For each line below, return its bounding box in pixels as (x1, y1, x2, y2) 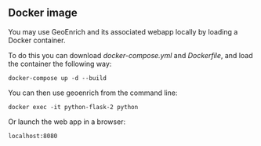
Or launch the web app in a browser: (8, 117, 126, 126)
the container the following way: (8, 59, 112, 68)
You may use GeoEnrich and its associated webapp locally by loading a (8, 27, 238, 36)
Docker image (8, 6, 78, 20)
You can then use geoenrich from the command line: (8, 88, 178, 97)
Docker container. (8, 35, 66, 45)
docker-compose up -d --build (8, 74, 107, 82)
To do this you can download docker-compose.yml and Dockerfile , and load (8, 50, 253, 60)
